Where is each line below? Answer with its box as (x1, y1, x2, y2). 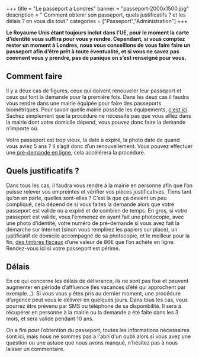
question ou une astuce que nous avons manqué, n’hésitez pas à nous (6, 339, 178, 346)
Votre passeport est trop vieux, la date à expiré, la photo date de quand (6, 136, 180, 143)
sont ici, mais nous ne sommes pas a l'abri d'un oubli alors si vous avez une (6, 333, 191, 340)
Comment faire (6, 71, 63, 82)
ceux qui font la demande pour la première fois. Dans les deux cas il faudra (6, 93, 190, 100)
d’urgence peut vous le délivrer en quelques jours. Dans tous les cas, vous (6, 296, 188, 304)
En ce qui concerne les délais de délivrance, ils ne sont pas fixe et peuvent (6, 278, 189, 285)
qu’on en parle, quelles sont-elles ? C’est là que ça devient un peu (6, 194, 167, 201)
